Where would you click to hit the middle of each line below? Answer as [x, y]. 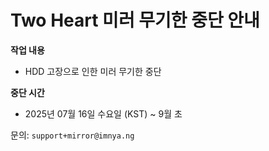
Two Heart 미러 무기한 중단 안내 [135, 20]
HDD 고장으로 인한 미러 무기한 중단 [93, 71]
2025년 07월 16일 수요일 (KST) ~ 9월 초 [103, 113]
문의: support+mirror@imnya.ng [72, 135]
